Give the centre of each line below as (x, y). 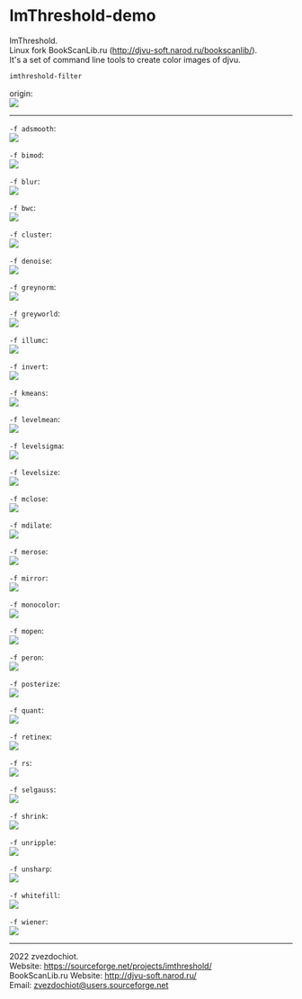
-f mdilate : (31, 525)
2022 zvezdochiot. (44, 956)
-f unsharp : (31, 868)
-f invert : (29, 366)
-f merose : (29, 551)
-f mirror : (29, 578)
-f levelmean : (35, 418)
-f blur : (25, 181)
